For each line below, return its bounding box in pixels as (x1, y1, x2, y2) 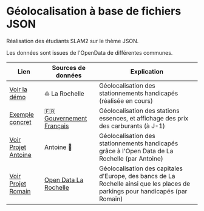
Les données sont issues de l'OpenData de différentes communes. (6, 49, 173, 56)
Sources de (52, 63, 86, 72)
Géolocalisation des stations (99, 106, 180, 115)
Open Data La (44, 175, 84, 184)
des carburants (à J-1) (99, 122, 166, 130)
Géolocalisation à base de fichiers (6, 4, 182, 18)
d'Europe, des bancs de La (99, 171, 175, 180)
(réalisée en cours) (99, 96, 154, 105)
